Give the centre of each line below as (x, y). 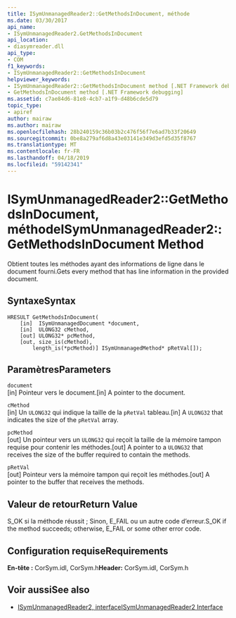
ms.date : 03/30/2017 (38, 20)
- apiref (20, 112)
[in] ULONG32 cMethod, (55, 329)
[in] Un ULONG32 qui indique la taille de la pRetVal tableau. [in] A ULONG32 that (115, 412)
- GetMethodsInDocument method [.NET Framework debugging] (96, 92)
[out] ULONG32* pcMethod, (58, 335)
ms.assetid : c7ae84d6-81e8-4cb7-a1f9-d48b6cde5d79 (83, 99)
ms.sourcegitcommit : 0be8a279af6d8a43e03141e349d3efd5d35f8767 (102, 138)
